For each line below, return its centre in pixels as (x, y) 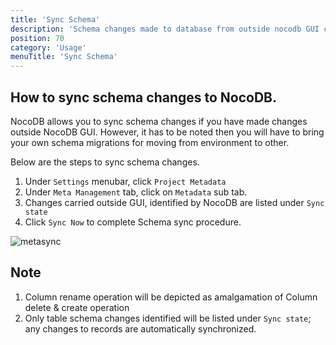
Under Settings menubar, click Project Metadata (125, 181)
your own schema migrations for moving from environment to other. (150, 142)
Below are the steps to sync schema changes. (105, 162)
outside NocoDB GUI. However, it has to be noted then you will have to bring (167, 132)
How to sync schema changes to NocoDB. (144, 97)
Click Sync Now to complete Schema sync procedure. (133, 222)
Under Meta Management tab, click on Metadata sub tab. (136, 192)
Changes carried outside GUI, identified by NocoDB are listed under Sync (174, 202)
